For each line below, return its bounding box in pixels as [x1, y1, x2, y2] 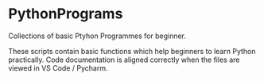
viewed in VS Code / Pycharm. [8, 63, 108, 72]
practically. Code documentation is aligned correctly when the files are [8, 55, 240, 64]
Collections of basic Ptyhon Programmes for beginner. [8, 31, 187, 40]
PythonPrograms [8, 5, 123, 23]
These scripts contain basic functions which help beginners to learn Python [8, 46, 256, 56]
